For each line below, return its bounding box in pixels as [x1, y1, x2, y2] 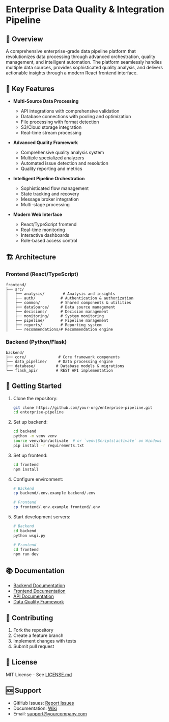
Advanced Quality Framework [13, 139, 78, 146]
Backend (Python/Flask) [6, 339, 67, 346]
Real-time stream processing [20, 129, 82, 135]
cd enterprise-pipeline [13, 410, 64, 415]
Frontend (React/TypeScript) [6, 271, 78, 278]
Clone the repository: [13, 395, 58, 401]
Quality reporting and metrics [20, 165, 83, 172]
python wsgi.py [13, 533, 46, 538]
